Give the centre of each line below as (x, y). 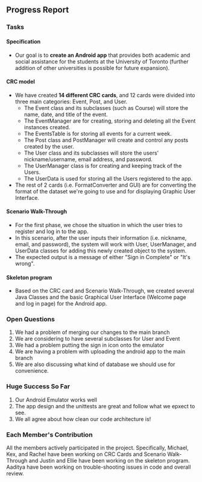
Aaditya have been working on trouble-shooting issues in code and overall (99, 467)
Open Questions (31, 320)
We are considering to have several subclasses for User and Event (97, 339)
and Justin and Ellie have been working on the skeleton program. (109, 461)
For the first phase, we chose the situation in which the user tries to (99, 225)
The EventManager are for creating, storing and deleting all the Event (110, 121)
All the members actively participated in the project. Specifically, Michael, (97, 448)
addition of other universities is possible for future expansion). (92, 68)
